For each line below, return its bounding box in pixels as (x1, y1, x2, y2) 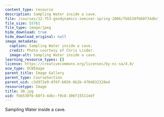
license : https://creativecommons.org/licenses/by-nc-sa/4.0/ (5, 61, 134, 66)
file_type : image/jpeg (5, 25, 51, 30)
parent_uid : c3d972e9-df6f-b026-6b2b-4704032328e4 (5, 79, 110, 84)
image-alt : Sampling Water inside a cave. (9, 52, 97, 58)
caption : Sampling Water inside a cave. (9, 43, 93, 48)
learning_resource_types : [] (5, 57, 64, 62)
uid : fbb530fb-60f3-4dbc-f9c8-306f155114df (5, 93, 95, 98)
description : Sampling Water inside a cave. (5, 12, 97, 17)
